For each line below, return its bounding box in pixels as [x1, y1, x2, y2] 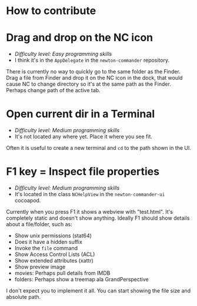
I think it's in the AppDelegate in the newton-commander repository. [14, 57, 169, 64]
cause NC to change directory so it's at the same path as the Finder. [6, 80, 172, 88]
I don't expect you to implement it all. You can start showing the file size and [6, 287, 191, 294]
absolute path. [6, 294, 41, 300]
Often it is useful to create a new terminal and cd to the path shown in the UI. [6, 144, 191, 152]
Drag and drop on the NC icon [6, 31, 153, 45]
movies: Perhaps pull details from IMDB [14, 270, 111, 277]
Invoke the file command [14, 245, 78, 251]
